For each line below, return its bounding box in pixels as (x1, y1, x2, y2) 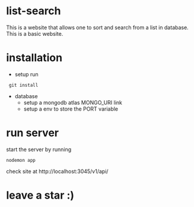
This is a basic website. (6, 30, 63, 37)
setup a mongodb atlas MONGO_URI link (23, 99, 123, 106)
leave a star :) (6, 189, 75, 202)
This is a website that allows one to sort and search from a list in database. (6, 24, 189, 31)
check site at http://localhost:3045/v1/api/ (6, 168, 109, 175)
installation (6, 51, 63, 65)
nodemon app (6, 157, 36, 163)
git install (8, 82, 39, 88)
